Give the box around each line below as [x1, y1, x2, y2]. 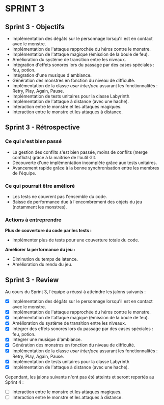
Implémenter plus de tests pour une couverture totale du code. [12, 237, 139, 243]
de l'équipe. [12, 170, 37, 176]
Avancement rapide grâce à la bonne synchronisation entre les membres [12, 165, 160, 170]
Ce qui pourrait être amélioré [5, 182, 75, 189]
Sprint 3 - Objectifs [5, 23, 65, 31]
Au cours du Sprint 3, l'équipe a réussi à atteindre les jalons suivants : [5, 289, 146, 295]
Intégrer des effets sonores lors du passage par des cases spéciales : [12, 326, 154, 332]
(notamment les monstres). [12, 204, 67, 210]
